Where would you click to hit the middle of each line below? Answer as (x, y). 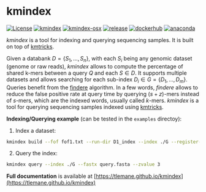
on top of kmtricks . (30, 46)
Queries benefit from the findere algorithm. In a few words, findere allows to (102, 87)
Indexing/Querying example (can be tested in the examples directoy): (94, 119)
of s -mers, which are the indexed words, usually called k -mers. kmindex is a (103, 100)
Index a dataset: (36, 130)
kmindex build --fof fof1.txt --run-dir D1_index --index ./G (87, 142)
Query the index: (36, 153)
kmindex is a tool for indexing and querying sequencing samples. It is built (100, 40)
